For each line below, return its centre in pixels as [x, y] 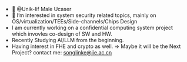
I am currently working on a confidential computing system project [92, 27]
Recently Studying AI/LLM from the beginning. [68, 40]
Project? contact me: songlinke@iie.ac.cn [62, 52]
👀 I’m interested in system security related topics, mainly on [84, 15]
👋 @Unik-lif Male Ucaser [41, 9]
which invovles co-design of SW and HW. [62, 34]
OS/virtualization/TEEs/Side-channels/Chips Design [74, 21]
